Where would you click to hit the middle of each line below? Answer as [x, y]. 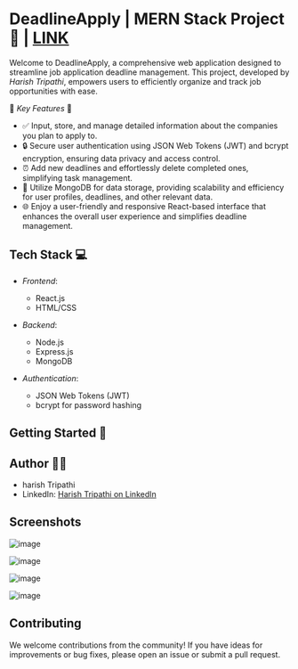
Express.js [54, 351]
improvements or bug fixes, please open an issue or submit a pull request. [145, 654]
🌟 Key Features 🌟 [41, 108]
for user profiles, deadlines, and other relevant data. [117, 197]
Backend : [40, 324]
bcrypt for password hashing [89, 404]
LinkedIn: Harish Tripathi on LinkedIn [89, 494]
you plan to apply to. [60, 135]
